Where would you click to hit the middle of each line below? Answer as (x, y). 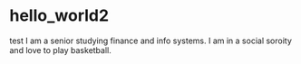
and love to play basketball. (60, 50)
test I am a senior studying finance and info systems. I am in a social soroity (151, 41)
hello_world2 (59, 16)
